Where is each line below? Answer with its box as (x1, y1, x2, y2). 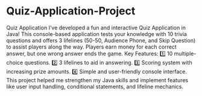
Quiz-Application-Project (6, 4, 136, 18)
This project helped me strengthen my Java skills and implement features (6, 76, 189, 83)
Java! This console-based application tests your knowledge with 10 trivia (6, 30, 187, 37)
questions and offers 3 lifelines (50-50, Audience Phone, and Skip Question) (6, 37, 196, 44)
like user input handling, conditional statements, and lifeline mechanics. (6, 83, 184, 90)
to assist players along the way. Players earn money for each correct (6, 43, 177, 50)
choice (6, 59, 24, 66)
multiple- (174, 50, 197, 57)
